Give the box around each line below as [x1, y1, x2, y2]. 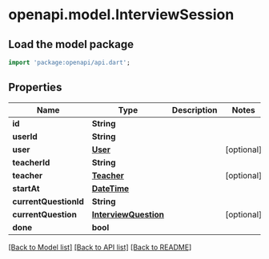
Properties [8, 81, 62, 94]
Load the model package [8, 38, 134, 51]
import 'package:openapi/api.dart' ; [8, 58, 130, 66]
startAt [12, 182, 40, 193]
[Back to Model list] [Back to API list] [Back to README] [8, 242, 192, 252]
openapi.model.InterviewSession [8, 6, 235, 24]
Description [171, 104, 218, 115]
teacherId [12, 157, 50, 168]
